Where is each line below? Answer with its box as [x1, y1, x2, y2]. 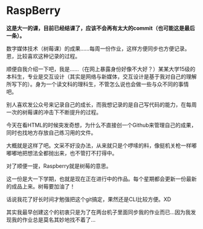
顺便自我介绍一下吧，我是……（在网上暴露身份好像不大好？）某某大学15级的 [6, 65, 196, 73]
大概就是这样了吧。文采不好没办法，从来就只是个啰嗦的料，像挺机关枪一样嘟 [6, 142, 197, 149]
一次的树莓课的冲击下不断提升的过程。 [6, 108, 101, 116]
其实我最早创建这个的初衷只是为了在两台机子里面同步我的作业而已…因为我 [6, 208, 192, 216]
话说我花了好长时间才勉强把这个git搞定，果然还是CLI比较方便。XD [6, 195, 172, 203]
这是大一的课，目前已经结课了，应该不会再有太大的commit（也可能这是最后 [6, 24, 195, 32]
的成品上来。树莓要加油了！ [6, 182, 76, 190]
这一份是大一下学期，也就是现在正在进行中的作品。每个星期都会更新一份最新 [6, 175, 197, 182]
